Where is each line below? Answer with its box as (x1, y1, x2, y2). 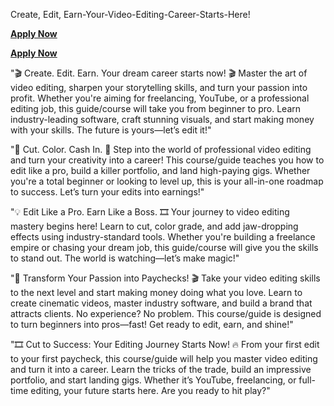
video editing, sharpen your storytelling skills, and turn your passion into (10, 82, 308, 93)
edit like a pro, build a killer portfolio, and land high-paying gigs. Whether (10, 165, 311, 176)
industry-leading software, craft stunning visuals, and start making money (10, 114, 315, 125)
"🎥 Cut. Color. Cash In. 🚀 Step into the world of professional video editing (10, 144, 312, 155)
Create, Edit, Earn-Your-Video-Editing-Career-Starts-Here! (10, 9, 251, 20)
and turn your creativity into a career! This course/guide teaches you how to (10, 154, 325, 166)
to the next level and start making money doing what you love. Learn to (10, 287, 303, 298)
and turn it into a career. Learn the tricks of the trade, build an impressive (10, 364, 312, 375)
